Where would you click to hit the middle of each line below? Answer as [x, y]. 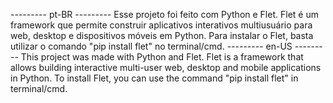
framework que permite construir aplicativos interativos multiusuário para [161, 25]
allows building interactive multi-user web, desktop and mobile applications [166, 67]
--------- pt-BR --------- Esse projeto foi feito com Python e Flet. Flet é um [164, 14]
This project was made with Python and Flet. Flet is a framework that [162, 57]
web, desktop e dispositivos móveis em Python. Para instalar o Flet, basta [162, 35]
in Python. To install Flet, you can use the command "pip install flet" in [154, 78]
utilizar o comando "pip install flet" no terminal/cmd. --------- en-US [151, 46]
